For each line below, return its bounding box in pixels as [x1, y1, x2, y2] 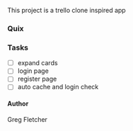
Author [7, 99, 29, 108]
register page [17, 74, 57, 84]
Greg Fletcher [7, 115, 48, 123]
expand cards [17, 59, 58, 67]
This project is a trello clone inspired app [7, 6, 126, 14]
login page [17, 67, 50, 75]
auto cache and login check [17, 83, 99, 91]
